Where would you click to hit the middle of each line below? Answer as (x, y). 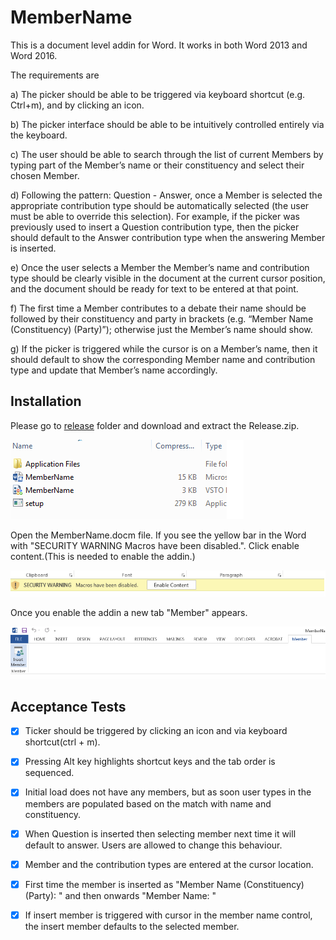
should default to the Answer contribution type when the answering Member (168, 237)
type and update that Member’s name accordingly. (114, 370)
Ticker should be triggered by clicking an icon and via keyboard (156, 731)
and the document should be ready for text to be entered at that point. (154, 288)
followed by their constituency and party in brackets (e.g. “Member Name (162, 318)
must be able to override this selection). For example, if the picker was (155, 216)
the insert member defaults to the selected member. (132, 926)
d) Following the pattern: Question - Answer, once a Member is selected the (166, 195)
